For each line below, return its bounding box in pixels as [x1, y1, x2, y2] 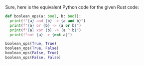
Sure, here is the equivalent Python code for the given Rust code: [5, 4, 140, 10]
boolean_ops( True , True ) [5, 41, 57, 46]
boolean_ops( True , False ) [5, 46, 59, 51]
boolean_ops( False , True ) [5, 51, 59, 56]
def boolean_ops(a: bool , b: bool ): [5, 14, 81, 19]
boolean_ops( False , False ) [5, 55, 61, 60]
